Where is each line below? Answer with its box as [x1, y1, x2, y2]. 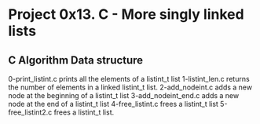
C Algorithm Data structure [8, 53, 144, 67]
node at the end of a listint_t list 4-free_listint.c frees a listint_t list [8, 100, 218, 108]
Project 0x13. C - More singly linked [8, 5, 245, 24]
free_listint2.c [8, 108, 53, 117]
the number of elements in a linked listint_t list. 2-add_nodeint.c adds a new [8, 82, 253, 92]
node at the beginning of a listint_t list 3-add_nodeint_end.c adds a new [8, 91, 240, 100]
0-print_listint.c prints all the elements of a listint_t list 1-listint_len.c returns [8, 75, 250, 83]
